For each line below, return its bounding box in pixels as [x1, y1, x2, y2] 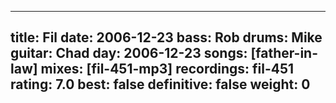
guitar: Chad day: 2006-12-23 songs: [10, 45, 248, 62]
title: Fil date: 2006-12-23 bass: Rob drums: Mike [10, 29, 323, 46]
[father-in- [250, 45, 318, 62]
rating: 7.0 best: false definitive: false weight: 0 [10, 76, 311, 93]
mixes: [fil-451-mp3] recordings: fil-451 [40, 61, 295, 78]
